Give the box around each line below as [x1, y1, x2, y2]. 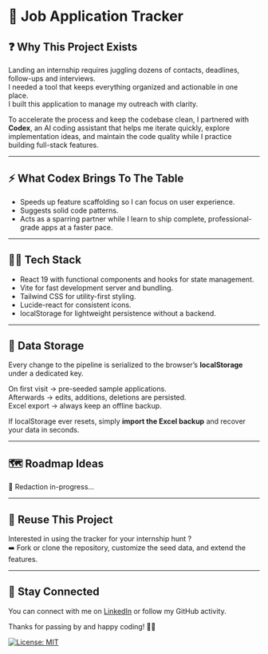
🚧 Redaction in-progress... [8, 482, 94, 492]
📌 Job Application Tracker [8, 7, 183, 26]
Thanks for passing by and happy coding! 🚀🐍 [8, 621, 156, 631]
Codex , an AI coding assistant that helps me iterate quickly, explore [8, 123, 230, 133]
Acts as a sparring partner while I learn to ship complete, [19, 213, 207, 223]
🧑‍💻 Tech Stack [8, 253, 82, 267]
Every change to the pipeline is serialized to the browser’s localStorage [8, 360, 243, 370]
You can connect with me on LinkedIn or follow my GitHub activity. [8, 606, 227, 616]
